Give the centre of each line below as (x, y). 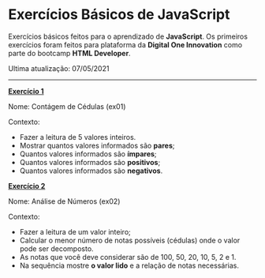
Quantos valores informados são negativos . (91, 171)
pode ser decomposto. (56, 248)
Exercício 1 (26, 91)
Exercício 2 (27, 186)
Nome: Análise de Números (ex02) (64, 201)
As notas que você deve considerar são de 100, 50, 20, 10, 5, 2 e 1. (128, 257)
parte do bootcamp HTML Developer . (70, 53)
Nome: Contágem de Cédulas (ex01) (67, 106)
